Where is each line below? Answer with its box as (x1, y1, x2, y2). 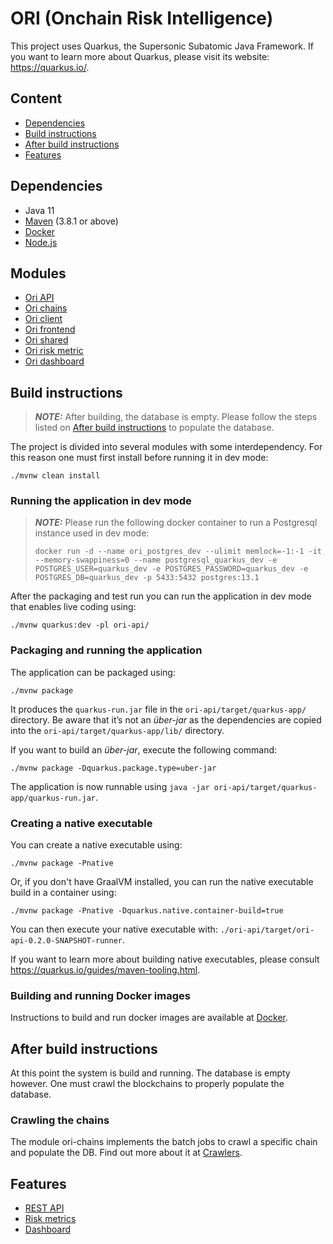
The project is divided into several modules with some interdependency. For (10, 441, 323, 453)
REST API (24, 1202, 65, 1214)
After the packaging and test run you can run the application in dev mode (10, 590, 312, 602)
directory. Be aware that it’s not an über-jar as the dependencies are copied (10, 713, 322, 726)
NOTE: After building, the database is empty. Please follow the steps (34, 411, 318, 423)
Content (10, 90, 63, 107)
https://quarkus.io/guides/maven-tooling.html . (10, 964, 201, 976)
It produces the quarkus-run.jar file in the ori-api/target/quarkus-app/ (10, 703, 307, 715)
